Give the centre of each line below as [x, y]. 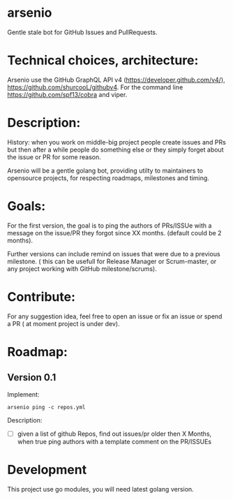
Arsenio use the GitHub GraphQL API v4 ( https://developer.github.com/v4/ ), [116, 80]
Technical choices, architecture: [103, 60]
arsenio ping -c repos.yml [46, 407]
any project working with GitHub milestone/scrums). [82, 269]
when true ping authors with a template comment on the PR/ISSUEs [114, 441]
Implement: [23, 394]
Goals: [27, 206]
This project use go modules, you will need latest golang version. [100, 489]
